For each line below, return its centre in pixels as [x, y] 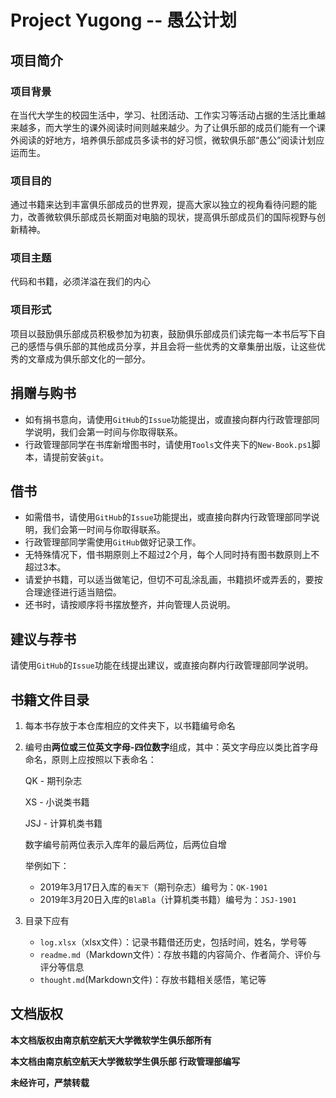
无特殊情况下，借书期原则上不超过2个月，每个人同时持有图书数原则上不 [172, 555]
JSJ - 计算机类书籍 [63, 823]
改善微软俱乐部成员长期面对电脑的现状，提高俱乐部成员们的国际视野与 [172, 217]
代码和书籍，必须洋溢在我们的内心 [80, 282]
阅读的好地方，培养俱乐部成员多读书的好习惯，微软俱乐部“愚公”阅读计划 [167, 140]
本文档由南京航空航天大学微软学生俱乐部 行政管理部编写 [125, 1061]
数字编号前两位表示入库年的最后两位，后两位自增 [125, 845]
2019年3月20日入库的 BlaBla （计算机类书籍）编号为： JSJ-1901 [168, 900]
